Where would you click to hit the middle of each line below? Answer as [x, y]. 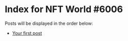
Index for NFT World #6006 [64, 9]
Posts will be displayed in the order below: [49, 23]
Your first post [27, 33]
